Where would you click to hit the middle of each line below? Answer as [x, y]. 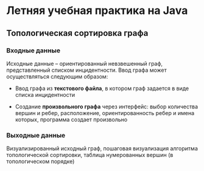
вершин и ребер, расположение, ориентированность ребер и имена [105, 113]
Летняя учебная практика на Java [97, 11]
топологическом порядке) [40, 161]
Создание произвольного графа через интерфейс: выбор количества [107, 106]
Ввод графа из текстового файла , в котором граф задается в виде [102, 88]
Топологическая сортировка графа [77, 33]
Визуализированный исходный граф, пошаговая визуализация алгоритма [102, 148]
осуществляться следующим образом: [57, 76]
